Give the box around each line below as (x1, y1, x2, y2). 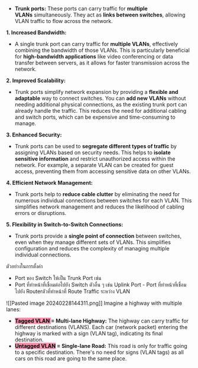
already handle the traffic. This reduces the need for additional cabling (14, 108, 187, 114)
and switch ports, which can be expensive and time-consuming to (14, 113, 176, 121)
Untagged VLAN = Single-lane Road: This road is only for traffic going (14, 343, 187, 349)
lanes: (6, 306, 21, 312)
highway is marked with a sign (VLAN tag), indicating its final (14, 330, 163, 337)
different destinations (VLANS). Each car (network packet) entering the (14, 324, 188, 330)
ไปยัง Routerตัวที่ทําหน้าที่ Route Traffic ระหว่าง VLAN (14, 288, 131, 295)
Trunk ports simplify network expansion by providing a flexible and (14, 89, 178, 95)
